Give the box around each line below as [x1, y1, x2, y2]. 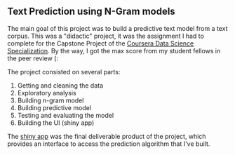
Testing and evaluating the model [17, 111, 114, 119]
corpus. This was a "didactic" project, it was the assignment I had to [7, 32, 205, 40]
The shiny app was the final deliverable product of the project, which [7, 132, 206, 140]
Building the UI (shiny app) [17, 119, 95, 127]
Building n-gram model [17, 96, 84, 105]
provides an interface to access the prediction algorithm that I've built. [7, 140, 210, 148]
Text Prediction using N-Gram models [7, 6, 175, 18]
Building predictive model [17, 103, 91, 112]
